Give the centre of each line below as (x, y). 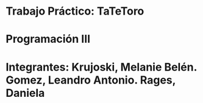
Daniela (25, 93)
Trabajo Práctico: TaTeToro (75, 11)
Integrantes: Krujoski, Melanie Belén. (101, 67)
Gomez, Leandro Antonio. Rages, (91, 80)
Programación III (48, 39)
